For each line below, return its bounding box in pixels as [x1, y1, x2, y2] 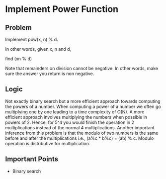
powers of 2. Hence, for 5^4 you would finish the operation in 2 [5, 119, 135, 125]
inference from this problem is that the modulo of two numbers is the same [5, 130, 159, 136]
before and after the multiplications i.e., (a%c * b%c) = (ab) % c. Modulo [5, 135, 154, 141]
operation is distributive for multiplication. [5, 140, 90, 146]
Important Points [5, 155, 59, 164]
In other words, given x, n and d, [5, 46, 72, 52]
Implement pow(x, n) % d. [5, 36, 58, 42]
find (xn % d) [5, 56, 32, 62]
